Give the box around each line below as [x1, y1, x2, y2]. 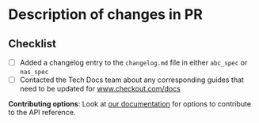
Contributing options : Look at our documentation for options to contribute [8, 99, 252, 109]
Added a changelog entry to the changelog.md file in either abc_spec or [19, 58, 248, 67]
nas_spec [19, 69, 49, 76]
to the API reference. [8, 108, 76, 117]
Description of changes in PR [8, 6, 204, 24]
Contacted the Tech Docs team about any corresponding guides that [19, 75, 244, 84]
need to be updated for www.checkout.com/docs [19, 84, 181, 94]
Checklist [8, 37, 57, 50]
